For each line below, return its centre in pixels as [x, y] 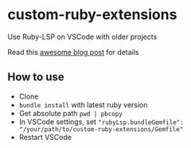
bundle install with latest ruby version [83, 104]
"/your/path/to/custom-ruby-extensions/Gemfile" [101, 129]
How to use [36, 77]
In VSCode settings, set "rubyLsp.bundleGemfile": [101, 122]
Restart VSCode [45, 137]
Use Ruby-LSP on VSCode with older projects [82, 37]
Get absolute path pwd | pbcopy [70, 113]
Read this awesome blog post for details [73, 52]
